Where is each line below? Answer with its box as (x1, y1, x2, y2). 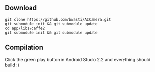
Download (5, 4, 37, 12)
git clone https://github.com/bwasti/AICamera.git (5, 17, 111, 22)
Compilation (5, 43, 43, 52)
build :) (5, 62, 20, 68)
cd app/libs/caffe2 (5, 26, 45, 31)
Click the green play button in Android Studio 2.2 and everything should (5, 56, 151, 62)
